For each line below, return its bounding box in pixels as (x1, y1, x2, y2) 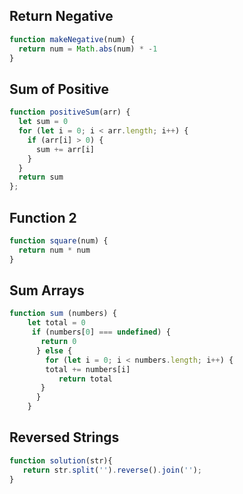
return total (58, 374, 113, 384)
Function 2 (9, 209, 77, 226)
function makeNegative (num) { (9, 34, 136, 44)
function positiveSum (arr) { (9, 107, 131, 118)
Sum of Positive (9, 80, 110, 98)
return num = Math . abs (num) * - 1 (18, 44, 158, 54)
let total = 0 (27, 318, 86, 328)
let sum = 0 (18, 117, 69, 127)
